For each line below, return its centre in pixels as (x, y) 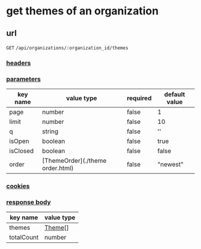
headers (19, 63)
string (50, 132)
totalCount (24, 238)
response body (29, 202)
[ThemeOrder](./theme (74, 161)
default (175, 95)
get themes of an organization (83, 11)
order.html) (58, 168)
